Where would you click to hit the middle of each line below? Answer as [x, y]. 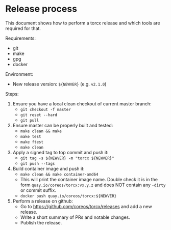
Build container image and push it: [49, 168]
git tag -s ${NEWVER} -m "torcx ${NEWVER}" [67, 158]
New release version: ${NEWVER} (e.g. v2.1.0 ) [59, 84]
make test [31, 136]
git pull [30, 120]
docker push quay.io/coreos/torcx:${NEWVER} [68, 196]
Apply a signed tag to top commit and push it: [60, 152]
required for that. [23, 28]
